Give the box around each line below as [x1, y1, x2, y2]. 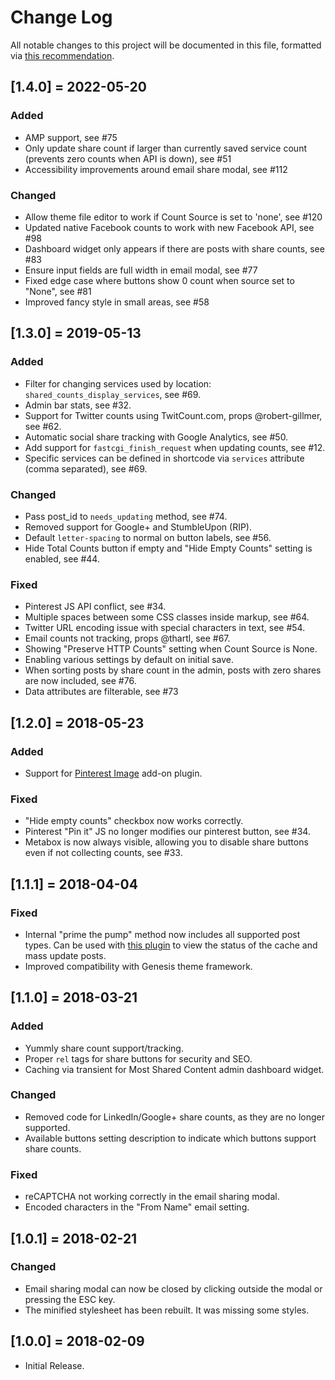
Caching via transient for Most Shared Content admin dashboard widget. [24, 1063, 325, 1075]
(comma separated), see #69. [24, 462, 148, 475]
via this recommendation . [10, 49, 115, 61]
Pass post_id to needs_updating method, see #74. [24, 510, 228, 522]
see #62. [24, 420, 62, 432]
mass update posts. [24, 949, 107, 961]
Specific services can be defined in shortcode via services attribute [24, 452, 305, 464]
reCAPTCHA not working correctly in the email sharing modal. [24, 1191, 280, 1203]
